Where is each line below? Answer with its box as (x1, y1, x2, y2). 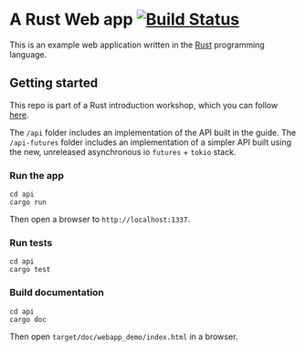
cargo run (9, 198, 47, 207)
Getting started (9, 76, 99, 91)
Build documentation (9, 286, 105, 299)
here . (9, 109, 29, 120)
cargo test (9, 265, 51, 274)
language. (9, 48, 47, 59)
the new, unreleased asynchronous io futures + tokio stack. (9, 146, 237, 157)
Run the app (9, 169, 64, 181)
